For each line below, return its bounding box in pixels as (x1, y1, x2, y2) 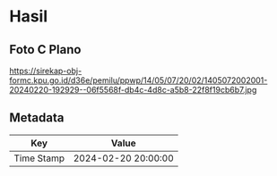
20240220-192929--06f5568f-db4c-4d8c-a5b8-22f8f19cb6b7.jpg (9, 85, 257, 95)
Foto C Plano (9, 42, 82, 57)
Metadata (9, 110, 65, 126)
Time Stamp (13, 152, 65, 164)
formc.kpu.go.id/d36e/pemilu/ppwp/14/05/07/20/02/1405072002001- (9, 75, 268, 86)
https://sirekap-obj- (9, 65, 82, 76)
